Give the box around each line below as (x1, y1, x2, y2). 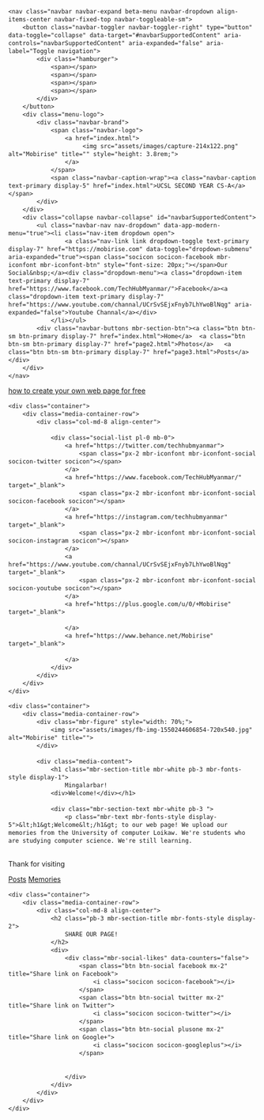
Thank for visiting (8, 859, 66, 868)
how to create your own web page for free (8, 386, 146, 395)
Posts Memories (8, 874, 62, 884)
